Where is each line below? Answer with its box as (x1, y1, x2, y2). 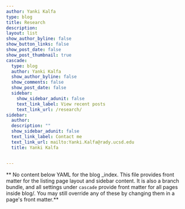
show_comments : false (11, 80, 64, 85)
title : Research (6, 19, 46, 25)
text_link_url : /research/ (16, 107, 82, 112)
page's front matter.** (6, 196, 59, 203)
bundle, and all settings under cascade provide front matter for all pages (6, 183, 178, 190)
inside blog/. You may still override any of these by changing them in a (6, 190, 175, 197)
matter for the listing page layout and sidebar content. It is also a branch (6, 177, 180, 184)
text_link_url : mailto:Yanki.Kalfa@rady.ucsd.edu (11, 139, 134, 145)
